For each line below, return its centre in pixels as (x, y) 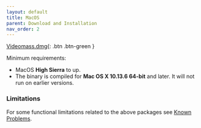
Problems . (19, 118)
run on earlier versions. (44, 83)
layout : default (27, 12)
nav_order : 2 (23, 29)
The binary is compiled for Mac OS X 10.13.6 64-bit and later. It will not (105, 76)
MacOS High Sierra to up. (48, 70)
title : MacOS (23, 18)
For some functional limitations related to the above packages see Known (99, 112)
